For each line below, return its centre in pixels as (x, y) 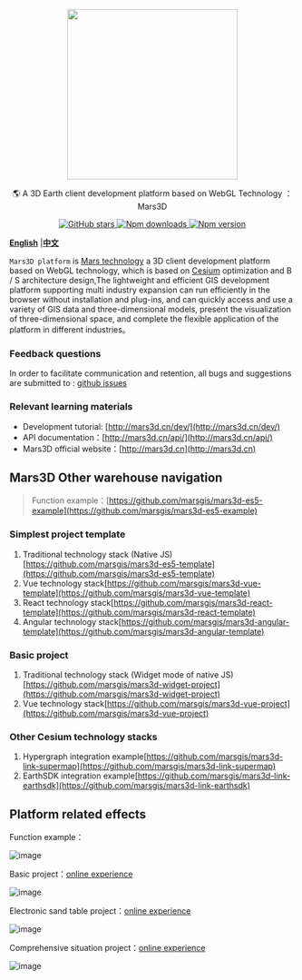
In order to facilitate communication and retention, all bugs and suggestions (151, 373)
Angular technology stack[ (72, 621)
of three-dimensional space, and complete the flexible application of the (144, 319)
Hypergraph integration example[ (84, 757)
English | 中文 (34, 243)
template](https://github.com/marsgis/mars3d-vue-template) (136, 593)
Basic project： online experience (71, 874)
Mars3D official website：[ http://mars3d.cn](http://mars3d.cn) (139, 449)
